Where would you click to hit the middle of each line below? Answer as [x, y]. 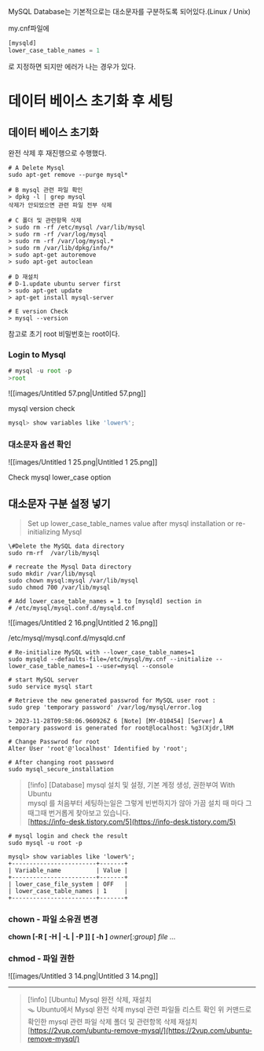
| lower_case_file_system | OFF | [68, 884]
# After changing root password [61, 762]
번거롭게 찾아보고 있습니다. [90, 813]
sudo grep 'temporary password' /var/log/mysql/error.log [105, 707]
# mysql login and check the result [68, 836]
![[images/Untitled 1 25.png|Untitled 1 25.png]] [83, 461]
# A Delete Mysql [37, 167]
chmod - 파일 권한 [41, 959]
